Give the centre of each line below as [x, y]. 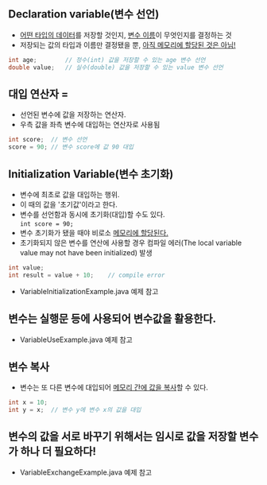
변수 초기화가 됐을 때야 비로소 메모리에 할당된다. [94, 232]
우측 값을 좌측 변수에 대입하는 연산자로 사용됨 [90, 125]
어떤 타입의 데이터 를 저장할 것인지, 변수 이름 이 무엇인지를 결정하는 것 [126, 35]
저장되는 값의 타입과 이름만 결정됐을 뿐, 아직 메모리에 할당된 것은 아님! [128, 45]
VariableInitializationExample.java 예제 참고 [89, 291]
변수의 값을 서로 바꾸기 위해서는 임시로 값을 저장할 [122, 437]
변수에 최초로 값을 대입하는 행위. [70, 194]
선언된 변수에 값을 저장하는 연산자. [73, 114]
